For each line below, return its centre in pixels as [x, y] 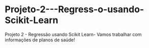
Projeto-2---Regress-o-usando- [74, 9]
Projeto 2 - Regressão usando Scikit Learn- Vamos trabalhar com [73, 34]
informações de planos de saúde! [40, 40]
